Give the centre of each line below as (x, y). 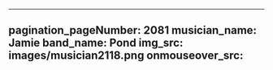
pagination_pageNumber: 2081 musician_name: (133, 30)
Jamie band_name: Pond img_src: (96, 43)
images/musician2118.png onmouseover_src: (126, 56)
